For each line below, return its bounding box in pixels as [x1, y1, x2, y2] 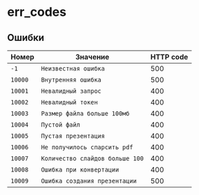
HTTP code [150, 53, 189, 62]
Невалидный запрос [41, 87, 102, 95]
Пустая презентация [41, 132, 105, 140]
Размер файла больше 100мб [41, 110, 130, 118]
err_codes [7, 4, 67, 20]
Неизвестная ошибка [41, 65, 105, 73]
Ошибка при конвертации [41, 166, 120, 174]
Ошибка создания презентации [41, 177, 137, 185]
